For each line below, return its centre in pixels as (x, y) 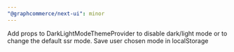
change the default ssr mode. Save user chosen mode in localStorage (108, 41)
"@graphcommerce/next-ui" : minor (56, 14)
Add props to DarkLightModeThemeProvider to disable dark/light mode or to (117, 33)
